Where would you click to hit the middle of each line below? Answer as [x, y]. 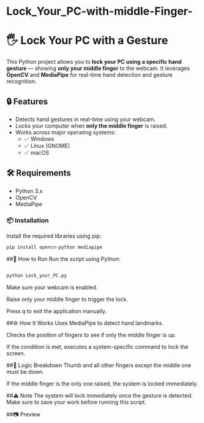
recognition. [21, 82]
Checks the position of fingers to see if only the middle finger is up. [91, 335]
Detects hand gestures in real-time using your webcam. [85, 119]
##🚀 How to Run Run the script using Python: [63, 258]
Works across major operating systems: [65, 132]
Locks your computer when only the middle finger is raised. [91, 126]
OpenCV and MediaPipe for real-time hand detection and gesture [89, 75]
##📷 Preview [24, 414]
